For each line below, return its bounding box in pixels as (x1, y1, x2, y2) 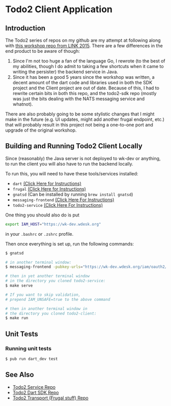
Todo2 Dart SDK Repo (12, 389, 59, 395)
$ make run (5, 316, 28, 321)
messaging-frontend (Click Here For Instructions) (12, 197, 115, 203)
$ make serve (5, 283, 33, 288)
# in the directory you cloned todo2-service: (5, 278, 106, 284)
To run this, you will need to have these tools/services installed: (5, 170, 138, 176)
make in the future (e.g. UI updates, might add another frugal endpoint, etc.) (5, 116, 164, 122)
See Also (5, 370, 34, 379)
